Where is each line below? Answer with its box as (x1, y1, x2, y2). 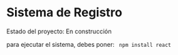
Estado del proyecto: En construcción (6, 27, 112, 35)
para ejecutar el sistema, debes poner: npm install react (6, 40, 172, 48)
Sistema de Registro (6, 5, 123, 20)
